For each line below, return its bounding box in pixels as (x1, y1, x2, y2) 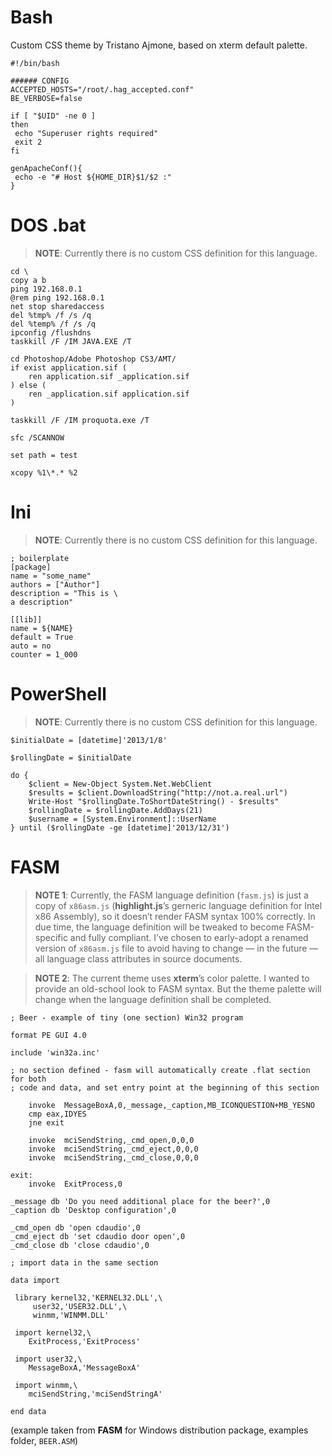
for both (10, 1074, 47, 1084)
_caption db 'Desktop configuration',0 (10, 1205, 177, 1215)
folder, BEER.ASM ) (10, 1434, 79, 1446)
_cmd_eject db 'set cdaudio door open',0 (10, 1231, 186, 1241)
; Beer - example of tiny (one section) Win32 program (10, 1012, 244, 1023)
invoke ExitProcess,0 (28, 1179, 123, 1189)
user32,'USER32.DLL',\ (32, 1301, 128, 1311)
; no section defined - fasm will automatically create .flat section (10, 1065, 311, 1075)
